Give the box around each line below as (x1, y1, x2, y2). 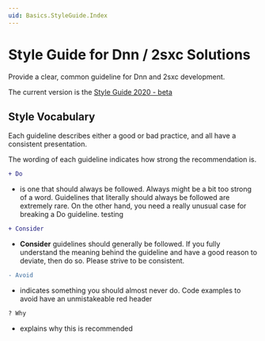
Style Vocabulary (8, 110, 96, 123)
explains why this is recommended (19, 324, 133, 333)
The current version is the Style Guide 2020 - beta (8, 87, 172, 97)
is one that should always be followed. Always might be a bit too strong (19, 184, 252, 194)
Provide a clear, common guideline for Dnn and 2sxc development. (8, 72, 225, 81)
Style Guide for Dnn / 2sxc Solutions (8, 45, 251, 63)
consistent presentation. (8, 139, 88, 149)
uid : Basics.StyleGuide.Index (8, 11, 108, 20)
